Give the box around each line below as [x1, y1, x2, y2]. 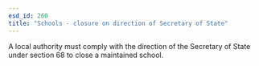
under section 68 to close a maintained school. [8, 50, 164, 60]
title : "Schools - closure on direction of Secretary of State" [8, 19, 228, 27]
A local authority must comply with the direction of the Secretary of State [8, 41, 251, 51]
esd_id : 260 [8, 11, 48, 20]
